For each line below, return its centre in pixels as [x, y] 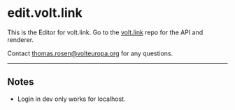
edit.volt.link [45, 13]
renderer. [20, 39]
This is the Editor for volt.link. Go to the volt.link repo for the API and [105, 32]
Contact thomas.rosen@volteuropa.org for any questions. [90, 53]
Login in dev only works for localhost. [71, 99]
